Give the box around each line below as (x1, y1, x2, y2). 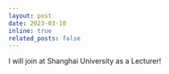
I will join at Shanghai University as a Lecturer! (8, 56, 162, 66)
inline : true (8, 27, 52, 35)
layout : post (8, 11, 52, 20)
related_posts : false (8, 34, 81, 43)
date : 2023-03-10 (8, 19, 67, 27)
